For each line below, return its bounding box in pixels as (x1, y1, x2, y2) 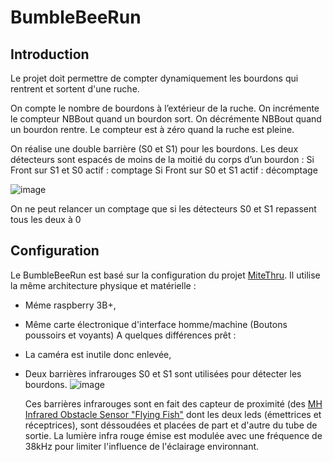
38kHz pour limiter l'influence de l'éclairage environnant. (24, 440, 260, 452)
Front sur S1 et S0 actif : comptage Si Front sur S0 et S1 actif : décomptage (10, 164, 318, 176)
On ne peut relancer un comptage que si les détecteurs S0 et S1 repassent (10, 203, 317, 215)
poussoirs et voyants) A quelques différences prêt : (24, 329, 237, 341)
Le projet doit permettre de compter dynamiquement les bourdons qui (10, 72, 299, 84)
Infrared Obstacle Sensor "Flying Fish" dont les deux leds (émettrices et (24, 408, 322, 420)
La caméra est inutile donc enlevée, (24, 348, 172, 360)
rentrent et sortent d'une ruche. (10, 83, 140, 95)
